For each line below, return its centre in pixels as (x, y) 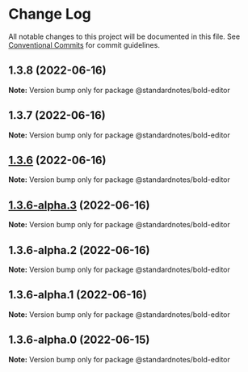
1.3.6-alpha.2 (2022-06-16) (79, 250)
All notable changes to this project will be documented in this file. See (124, 36)
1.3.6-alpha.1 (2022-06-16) (78, 295)
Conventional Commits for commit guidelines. (84, 44)
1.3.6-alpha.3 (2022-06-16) (79, 205)
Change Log (50, 14)
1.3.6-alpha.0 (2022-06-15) (79, 340)
